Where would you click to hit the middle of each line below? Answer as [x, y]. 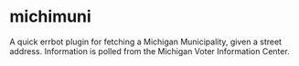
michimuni [50, 17]
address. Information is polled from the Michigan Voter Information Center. [149, 51]
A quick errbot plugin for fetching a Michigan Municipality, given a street [145, 42]
